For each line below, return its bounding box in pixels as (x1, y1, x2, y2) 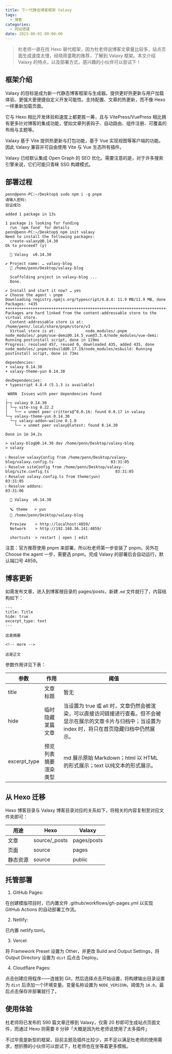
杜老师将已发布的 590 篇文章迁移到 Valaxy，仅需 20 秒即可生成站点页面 (5, 1019, 156, 1025)
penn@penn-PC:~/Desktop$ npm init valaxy (5, 229, 95, 235)
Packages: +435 (5, 301, 38, 306)
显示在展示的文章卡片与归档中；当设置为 (63, 718, 161, 725)
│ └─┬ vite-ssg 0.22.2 (5, 405, 54, 410)
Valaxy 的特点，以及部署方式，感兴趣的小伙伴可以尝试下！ (17, 59, 141, 65)
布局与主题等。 (5, 126, 37, 132)
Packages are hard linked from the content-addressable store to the (5, 310, 157, 316)
